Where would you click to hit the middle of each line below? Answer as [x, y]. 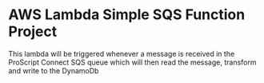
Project [33, 32]
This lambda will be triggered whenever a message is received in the [122, 53]
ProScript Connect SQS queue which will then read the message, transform [132, 62]
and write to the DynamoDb [54, 70]
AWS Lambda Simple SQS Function [127, 15]
